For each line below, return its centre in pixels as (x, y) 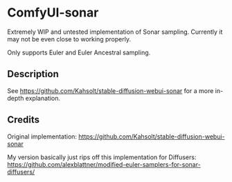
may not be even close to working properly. (69, 39)
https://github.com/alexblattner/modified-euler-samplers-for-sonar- (104, 164)
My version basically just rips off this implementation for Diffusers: (102, 157)
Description (33, 74)
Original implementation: (42, 136)
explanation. (43, 98)
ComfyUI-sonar (53, 13)
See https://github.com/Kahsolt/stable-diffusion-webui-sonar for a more (110, 90)
